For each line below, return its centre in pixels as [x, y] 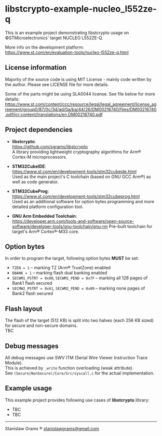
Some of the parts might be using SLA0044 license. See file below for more [80, 94]
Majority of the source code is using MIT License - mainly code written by [78, 79]
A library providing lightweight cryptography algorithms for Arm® [76, 152]
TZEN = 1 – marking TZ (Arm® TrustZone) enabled [61, 268]
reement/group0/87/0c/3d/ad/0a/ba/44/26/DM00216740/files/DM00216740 [81, 109]
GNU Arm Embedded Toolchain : [44, 216]
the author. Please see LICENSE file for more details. [57, 84]
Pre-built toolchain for [131, 226]
